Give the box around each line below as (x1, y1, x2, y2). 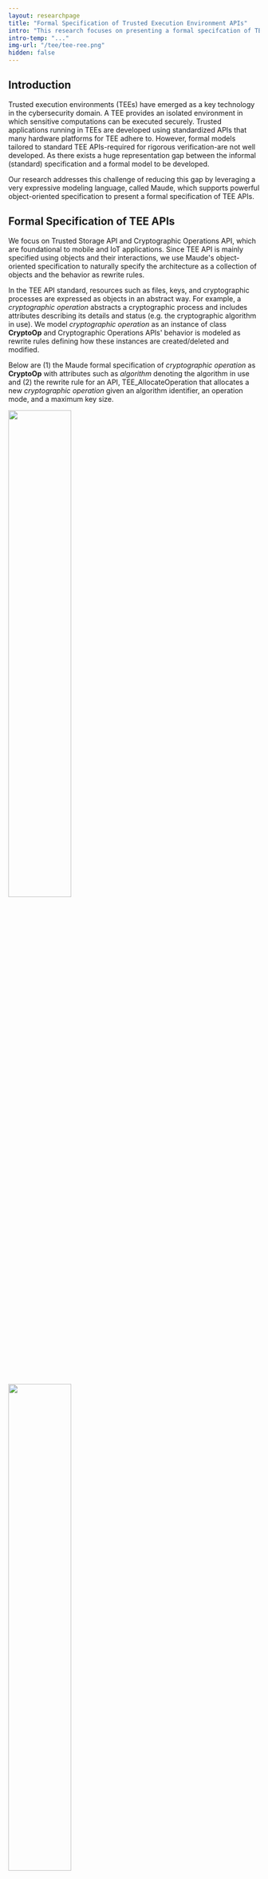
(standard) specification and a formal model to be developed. (8, 159, 210, 169)
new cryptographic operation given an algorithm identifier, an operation (8, 385, 243, 395)
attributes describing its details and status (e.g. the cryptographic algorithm (8, 311, 257, 320)
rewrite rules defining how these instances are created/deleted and (8, 336, 230, 346)
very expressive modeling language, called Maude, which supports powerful (8, 183, 260, 193)
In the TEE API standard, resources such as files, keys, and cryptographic (8, 285, 250, 295)
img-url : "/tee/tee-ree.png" (8, 42, 105, 50)
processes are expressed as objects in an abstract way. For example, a (8, 293, 242, 304)
